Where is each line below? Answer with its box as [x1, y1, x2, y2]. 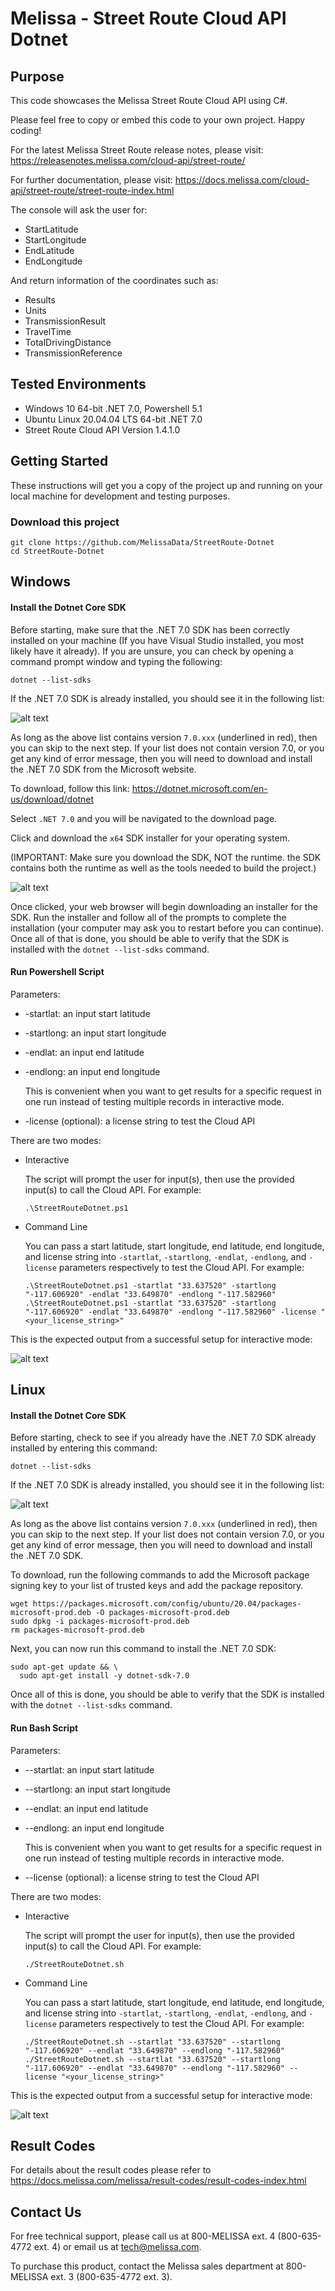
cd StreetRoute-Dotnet [10, 546, 105, 556]
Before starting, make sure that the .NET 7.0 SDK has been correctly [10, 623, 290, 636]
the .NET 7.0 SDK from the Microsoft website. [10, 763, 197, 775]
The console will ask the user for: [10, 204, 148, 216]
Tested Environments [10, 376, 147, 393]
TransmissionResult [24, 315, 107, 327]
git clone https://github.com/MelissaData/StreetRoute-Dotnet [10, 537, 275, 547]
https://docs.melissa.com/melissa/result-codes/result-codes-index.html [10, 2175, 307, 2187]
